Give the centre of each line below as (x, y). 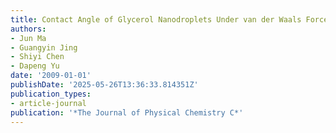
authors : (28, 29)
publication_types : (51, 94)
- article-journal (48, 103)
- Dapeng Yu (35, 66)
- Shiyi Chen (37, 57)
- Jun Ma (28, 38)
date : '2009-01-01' (51, 76)
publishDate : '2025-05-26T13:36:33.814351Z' (104, 85)
